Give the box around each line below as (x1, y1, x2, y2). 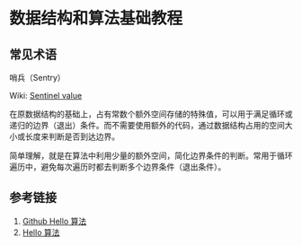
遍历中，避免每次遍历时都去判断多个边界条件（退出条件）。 (9, 162, 226, 171)
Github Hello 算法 (22, 215, 87, 226)
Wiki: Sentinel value (9, 91, 83, 101)
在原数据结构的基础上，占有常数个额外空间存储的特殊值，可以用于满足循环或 (9, 109, 293, 119)
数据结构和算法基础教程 (9, 8, 183, 29)
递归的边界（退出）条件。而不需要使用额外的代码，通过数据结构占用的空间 (9, 120, 285, 130)
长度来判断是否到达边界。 (24, 131, 120, 142)
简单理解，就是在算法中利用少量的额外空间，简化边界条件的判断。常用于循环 (9, 150, 293, 161)
